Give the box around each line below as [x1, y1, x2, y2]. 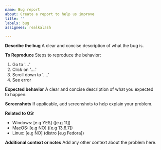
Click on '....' [12, 67, 37, 73]
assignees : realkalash [5, 25, 51, 30]
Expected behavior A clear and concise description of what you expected [5, 86, 154, 92]
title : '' [5, 16, 25, 21]
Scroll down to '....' [12, 72, 50, 78]
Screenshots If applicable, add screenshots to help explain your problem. [5, 101, 153, 107]
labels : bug [5, 20, 29, 26]
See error [12, 77, 32, 83]
